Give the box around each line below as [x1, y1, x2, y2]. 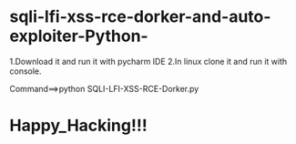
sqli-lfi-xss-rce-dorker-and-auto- [9, 6, 271, 27]
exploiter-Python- [9, 26, 148, 46]
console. [9, 66, 43, 77]
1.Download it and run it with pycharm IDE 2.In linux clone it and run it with [9, 56, 288, 67]
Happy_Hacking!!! [9, 116, 148, 136]
